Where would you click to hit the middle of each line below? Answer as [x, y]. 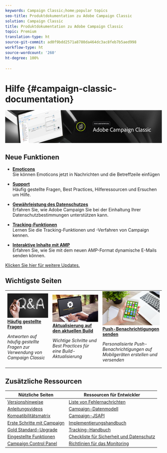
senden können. [29, 255]
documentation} [40, 99]
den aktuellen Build [73, 331]
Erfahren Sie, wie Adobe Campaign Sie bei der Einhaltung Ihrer [77, 209]
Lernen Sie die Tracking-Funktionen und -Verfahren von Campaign [81, 230]
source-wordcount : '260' [31, 52]
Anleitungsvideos [25, 409]
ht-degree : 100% [22, 58]
